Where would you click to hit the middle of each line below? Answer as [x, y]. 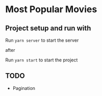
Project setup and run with [48, 28]
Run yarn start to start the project [42, 60]
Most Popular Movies [51, 9]
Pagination [24, 88]
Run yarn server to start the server [42, 40]
